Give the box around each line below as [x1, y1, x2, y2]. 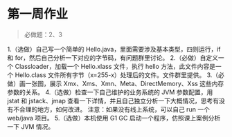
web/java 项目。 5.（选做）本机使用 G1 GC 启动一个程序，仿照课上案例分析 [7, 114, 221, 122]
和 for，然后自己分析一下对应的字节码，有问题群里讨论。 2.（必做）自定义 [7, 53, 218, 62]
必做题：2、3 [24, 30, 62, 39]
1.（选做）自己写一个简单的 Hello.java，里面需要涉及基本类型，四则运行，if [7, 45, 221, 53]
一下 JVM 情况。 [7, 122, 55, 131]
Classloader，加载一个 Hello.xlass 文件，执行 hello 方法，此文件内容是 [15, 62, 216, 70]
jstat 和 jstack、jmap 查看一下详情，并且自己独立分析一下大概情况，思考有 [7, 96, 220, 105]
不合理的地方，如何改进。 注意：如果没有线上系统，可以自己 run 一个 [12, 105, 210, 114]
